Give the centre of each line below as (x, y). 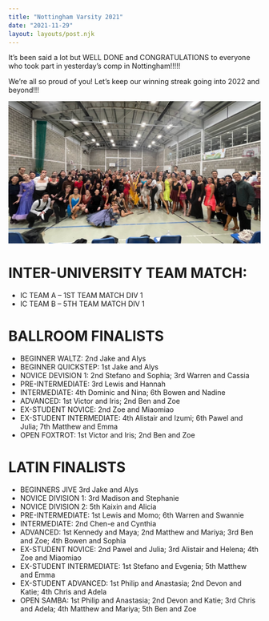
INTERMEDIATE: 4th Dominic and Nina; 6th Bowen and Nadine (122, 392)
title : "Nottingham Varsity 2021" (66, 17)
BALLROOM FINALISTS (86, 336)
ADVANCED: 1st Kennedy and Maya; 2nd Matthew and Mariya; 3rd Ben (137, 532)
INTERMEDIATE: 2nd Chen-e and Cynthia (88, 523)
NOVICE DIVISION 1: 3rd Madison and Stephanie (99, 498)
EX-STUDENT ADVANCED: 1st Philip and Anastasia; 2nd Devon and (130, 583)
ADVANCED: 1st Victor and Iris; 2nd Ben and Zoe (100, 401)
